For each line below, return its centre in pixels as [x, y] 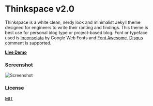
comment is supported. [28, 43]
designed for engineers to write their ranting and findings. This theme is [77, 27]
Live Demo [16, 52]
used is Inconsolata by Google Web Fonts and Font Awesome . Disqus [74, 38]
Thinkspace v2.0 [40, 9]
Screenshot [19, 65]
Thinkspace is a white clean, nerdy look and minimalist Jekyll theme [73, 22]
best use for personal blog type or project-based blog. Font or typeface [76, 32]
